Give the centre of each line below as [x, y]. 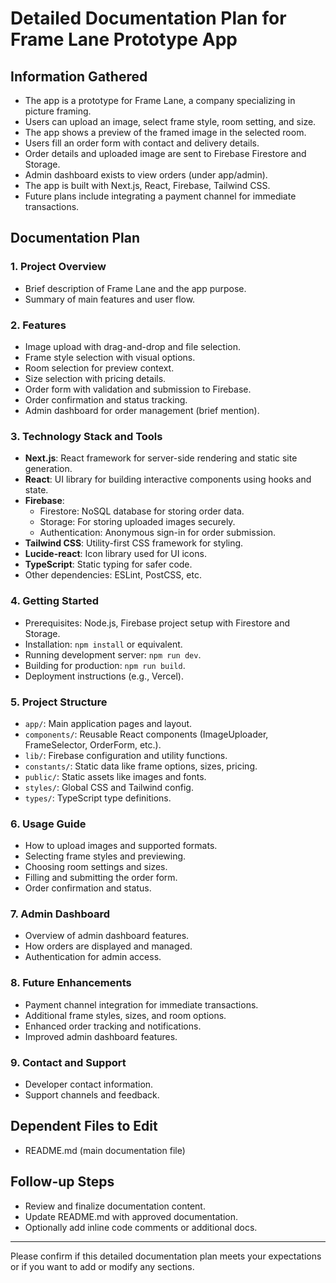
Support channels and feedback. [92, 1095]
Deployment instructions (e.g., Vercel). [104, 676]
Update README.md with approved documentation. [131, 1216]
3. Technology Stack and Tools [86, 436]
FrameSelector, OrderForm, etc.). [93, 744]
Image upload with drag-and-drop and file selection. [133, 346]
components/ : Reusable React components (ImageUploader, [146, 734]
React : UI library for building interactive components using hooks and [168, 479]
